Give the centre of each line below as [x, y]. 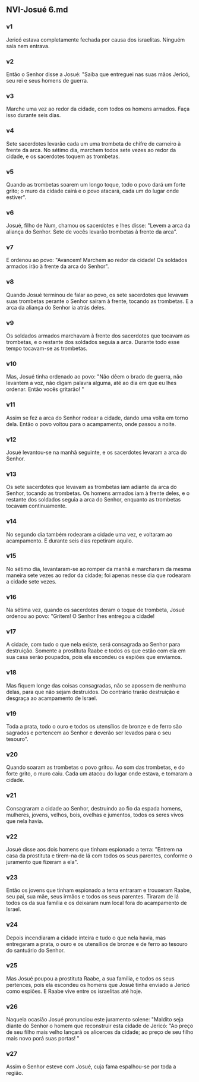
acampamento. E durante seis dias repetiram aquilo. [70, 541]
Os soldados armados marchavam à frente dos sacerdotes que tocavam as [98, 336]
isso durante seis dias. [34, 115]
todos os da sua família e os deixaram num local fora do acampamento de [97, 903]
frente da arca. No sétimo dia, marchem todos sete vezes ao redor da [91, 150]
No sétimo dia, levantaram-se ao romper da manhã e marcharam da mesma [99, 569]
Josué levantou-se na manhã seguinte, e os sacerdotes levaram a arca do [97, 452]
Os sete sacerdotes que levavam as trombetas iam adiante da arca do [91, 487]
